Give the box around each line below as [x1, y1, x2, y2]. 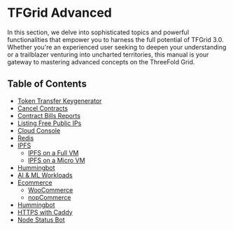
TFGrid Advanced [7, 5, 112, 21]
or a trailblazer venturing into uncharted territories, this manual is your [7, 50, 209, 59]
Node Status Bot [17, 215, 65, 224]
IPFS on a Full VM [27, 148, 79, 157]
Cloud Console [17, 126, 61, 134]
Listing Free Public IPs [17, 119, 82, 127]
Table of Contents [7, 78, 87, 90]
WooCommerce [27, 185, 73, 194]
